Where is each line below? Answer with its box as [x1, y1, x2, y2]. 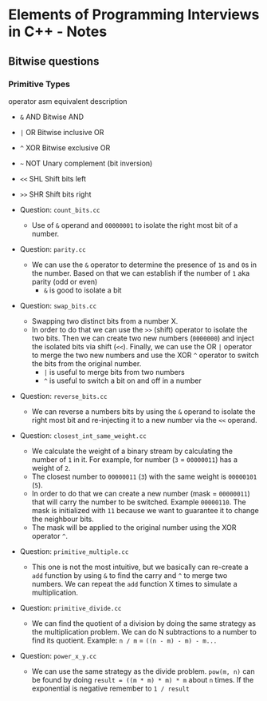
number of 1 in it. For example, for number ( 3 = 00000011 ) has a [31, 454, 238, 464]
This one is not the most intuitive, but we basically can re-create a [31, 562, 249, 572]
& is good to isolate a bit [43, 285, 122, 295]
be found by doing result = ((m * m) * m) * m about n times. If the [31, 675, 254, 684]
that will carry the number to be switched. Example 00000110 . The [31, 497, 246, 507]
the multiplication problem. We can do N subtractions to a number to [31, 627, 257, 636]
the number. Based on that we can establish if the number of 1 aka [31, 268, 250, 277]
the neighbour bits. [31, 514, 94, 524]
